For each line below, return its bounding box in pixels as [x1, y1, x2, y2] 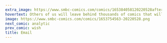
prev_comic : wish [5, 26, 41, 31]
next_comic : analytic [5, 21, 50, 26]
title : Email [5, 30, 32, 35]
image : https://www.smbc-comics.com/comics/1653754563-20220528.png [5, 16, 150, 21]
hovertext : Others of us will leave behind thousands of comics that [5, 12, 153, 17]
